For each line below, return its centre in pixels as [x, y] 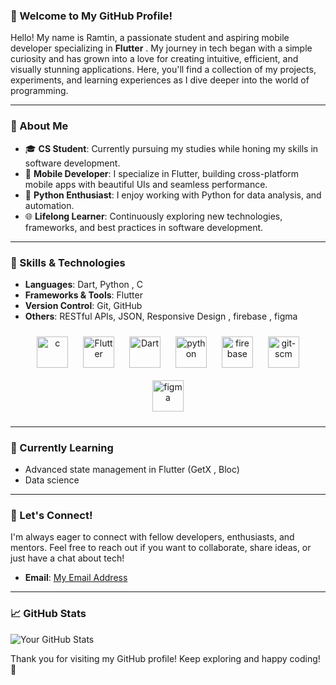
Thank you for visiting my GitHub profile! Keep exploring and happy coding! [165, 658]
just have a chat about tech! [67, 558]
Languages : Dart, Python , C [83, 284]
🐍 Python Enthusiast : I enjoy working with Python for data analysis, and [173, 195]
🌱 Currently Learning [62, 447]
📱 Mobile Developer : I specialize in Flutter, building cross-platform [162, 173]
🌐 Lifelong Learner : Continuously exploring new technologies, [153, 216]
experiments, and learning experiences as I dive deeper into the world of [160, 80]
